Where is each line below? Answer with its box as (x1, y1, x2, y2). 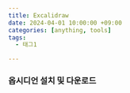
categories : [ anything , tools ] (8, 26, 112, 34)
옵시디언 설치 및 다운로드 (8, 76, 97, 87)
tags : (8, 33, 26, 42)
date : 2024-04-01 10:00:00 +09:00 (8, 19, 123, 27)
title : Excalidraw (8, 11, 69, 20)
